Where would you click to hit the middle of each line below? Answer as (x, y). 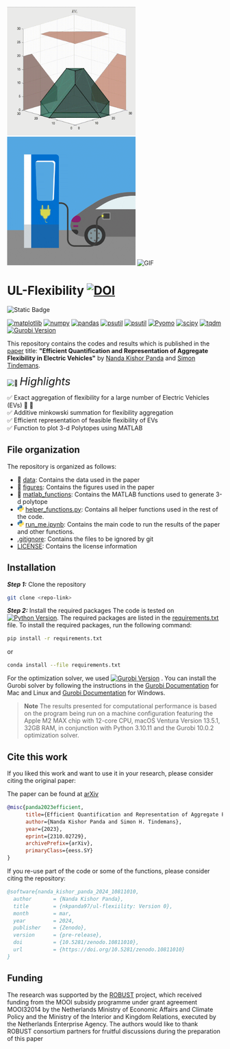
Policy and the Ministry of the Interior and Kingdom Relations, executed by (112, 1016)
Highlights (45, 381)
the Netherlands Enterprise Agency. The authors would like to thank (103, 1024)
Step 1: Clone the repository (47, 584)
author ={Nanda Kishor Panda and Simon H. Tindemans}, (104, 822)
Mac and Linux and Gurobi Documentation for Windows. (86, 693)
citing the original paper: (42, 781)
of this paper (25, 1038)
